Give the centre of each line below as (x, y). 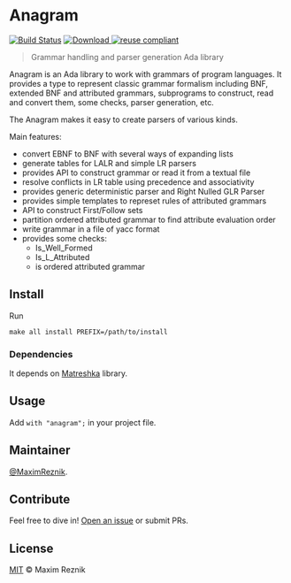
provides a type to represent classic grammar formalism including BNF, (138, 83)
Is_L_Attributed (62, 257)
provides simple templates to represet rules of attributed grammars (144, 201)
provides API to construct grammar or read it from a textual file (136, 173)
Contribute (40, 499)
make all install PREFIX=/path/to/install (88, 332)
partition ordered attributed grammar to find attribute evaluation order (149, 219)
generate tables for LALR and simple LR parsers (109, 163)
